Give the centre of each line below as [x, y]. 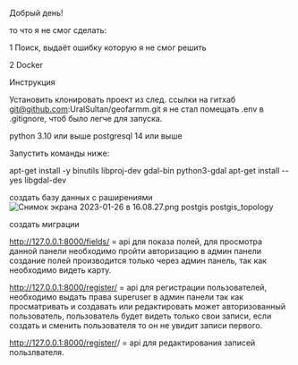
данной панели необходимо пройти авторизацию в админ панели [136, 251]
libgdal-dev [46, 180]
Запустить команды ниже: [60, 153]
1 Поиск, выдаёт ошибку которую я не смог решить [108, 47]
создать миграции [45, 224]
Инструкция [32, 82]
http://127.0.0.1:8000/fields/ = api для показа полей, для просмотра [136, 242]
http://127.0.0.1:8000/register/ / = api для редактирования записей [132, 343]
